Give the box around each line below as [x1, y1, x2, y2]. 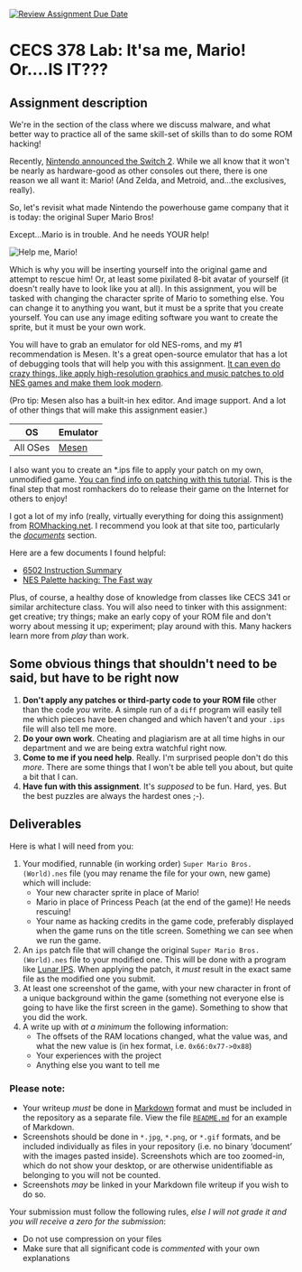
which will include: [22, 877, 92, 888]
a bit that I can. [22, 771, 78, 782]
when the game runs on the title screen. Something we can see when [35, 925, 294, 936]
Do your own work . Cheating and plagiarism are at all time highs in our [22, 732, 286, 744]
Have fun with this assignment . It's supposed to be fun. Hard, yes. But [22, 781, 287, 792]
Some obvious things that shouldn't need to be [9, 656, 278, 672]
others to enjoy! [9, 493, 68, 504]
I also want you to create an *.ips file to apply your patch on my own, [9, 465, 264, 475]
